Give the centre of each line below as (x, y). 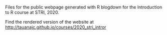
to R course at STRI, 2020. (32, 12)
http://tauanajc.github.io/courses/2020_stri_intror (56, 27)
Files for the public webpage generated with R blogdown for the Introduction (84, 7)
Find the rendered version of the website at (49, 22)
